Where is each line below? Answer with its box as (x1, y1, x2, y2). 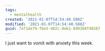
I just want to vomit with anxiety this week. (5, 40, 93, 46)
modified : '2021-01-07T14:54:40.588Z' (5, 21, 87, 27)
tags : (5, 7, 17, 13)
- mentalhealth (10, 12, 42, 17)
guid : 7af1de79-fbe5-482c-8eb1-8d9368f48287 (5, 26, 100, 31)
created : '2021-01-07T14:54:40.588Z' (5, 17, 85, 22)
